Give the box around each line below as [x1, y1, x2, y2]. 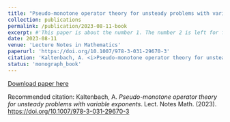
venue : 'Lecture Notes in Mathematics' [8, 42, 121, 48]
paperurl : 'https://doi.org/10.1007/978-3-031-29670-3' [8, 48, 170, 55]
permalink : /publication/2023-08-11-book [8, 22, 128, 29]
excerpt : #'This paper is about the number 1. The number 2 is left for [8, 29, 219, 36]
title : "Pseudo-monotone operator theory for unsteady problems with [8, 10, 210, 17]
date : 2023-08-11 [8, 35, 57, 42]
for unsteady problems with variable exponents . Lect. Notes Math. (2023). [8, 100, 217, 108]
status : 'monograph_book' [8, 61, 81, 67]
